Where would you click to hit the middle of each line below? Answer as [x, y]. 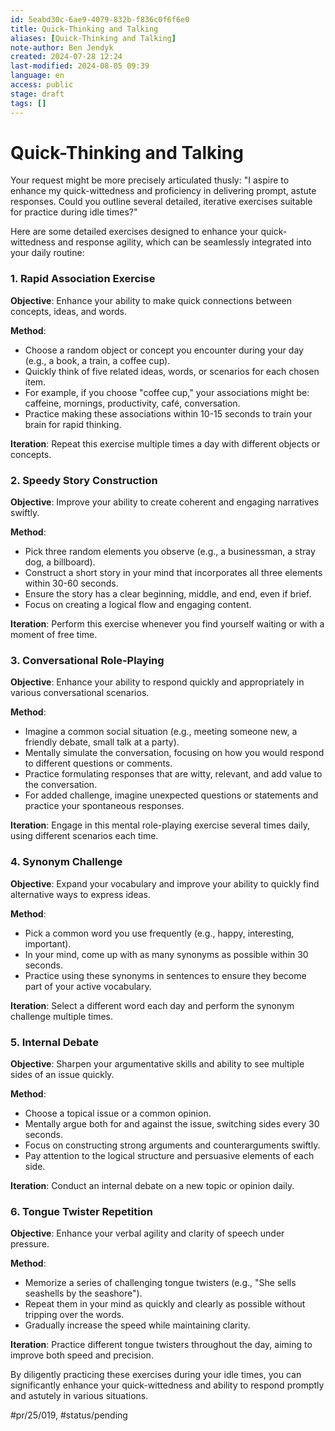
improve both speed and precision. [82, 1355]
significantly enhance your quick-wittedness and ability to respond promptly [167, 1385]
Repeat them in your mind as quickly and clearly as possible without [165, 1304]
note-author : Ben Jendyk [62, 47]
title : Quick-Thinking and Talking [84, 29]
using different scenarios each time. [84, 836]
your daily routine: [47, 253]
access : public [42, 85]
